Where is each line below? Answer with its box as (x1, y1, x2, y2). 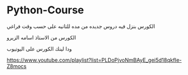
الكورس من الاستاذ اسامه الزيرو (6, 34, 76, 41)
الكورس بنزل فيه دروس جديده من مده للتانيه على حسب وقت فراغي (6, 23, 155, 30)
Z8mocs (6, 62, 27, 70)
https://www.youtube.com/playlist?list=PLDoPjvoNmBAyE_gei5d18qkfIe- (6, 56, 182, 63)
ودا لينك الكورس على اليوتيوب (6, 45, 72, 52)
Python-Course (6, 3, 85, 17)
